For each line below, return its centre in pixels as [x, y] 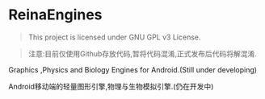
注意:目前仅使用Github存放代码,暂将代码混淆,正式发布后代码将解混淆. [142, 53]
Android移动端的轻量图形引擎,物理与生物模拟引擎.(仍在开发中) [111, 86]
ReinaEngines [55, 15]
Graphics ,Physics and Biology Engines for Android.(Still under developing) [132, 69]
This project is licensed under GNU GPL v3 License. [114, 37]
